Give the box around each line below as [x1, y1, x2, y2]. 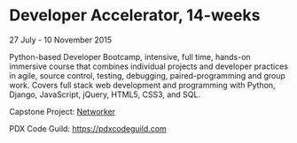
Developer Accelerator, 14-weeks [9, 5, 261, 26]
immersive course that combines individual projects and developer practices [9, 61, 288, 71]
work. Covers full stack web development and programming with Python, [9, 79, 277, 90]
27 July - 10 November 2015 [9, 34, 113, 45]
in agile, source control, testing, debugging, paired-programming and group [9, 70, 286, 80]
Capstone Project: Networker [9, 106, 116, 117]
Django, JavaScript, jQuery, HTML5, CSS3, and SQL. [9, 89, 201, 100]
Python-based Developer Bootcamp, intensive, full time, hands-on [9, 51, 251, 62]
